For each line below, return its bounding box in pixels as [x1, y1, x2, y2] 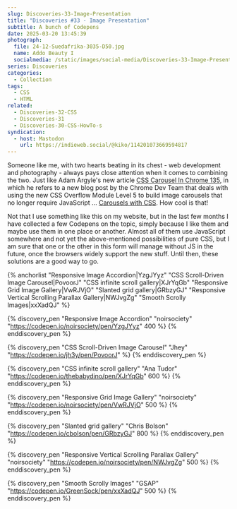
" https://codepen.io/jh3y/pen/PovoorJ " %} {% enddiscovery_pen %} [7, 351, 207, 359]
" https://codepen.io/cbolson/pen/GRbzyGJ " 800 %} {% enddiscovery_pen [7, 429, 224, 438]
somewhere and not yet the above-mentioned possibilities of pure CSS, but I [7, 234, 229, 244]
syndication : [7, 128, 46, 136]
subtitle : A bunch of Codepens [7, 23, 99, 30]
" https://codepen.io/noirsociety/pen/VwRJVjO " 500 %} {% [7, 400, 178, 409]
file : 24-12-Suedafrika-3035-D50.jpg [13, 43, 125, 50]
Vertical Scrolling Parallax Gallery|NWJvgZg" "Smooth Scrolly [7, 294, 186, 302]
